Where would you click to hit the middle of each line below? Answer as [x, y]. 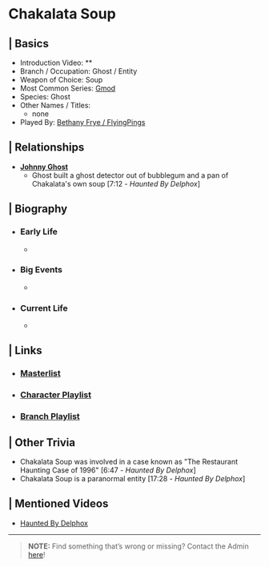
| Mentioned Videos [58, 504]
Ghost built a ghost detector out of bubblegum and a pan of [130, 175]
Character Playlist [56, 395]
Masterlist [40, 373]
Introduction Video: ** [56, 62]
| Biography [38, 209]
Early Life [39, 231]
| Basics [29, 44]
